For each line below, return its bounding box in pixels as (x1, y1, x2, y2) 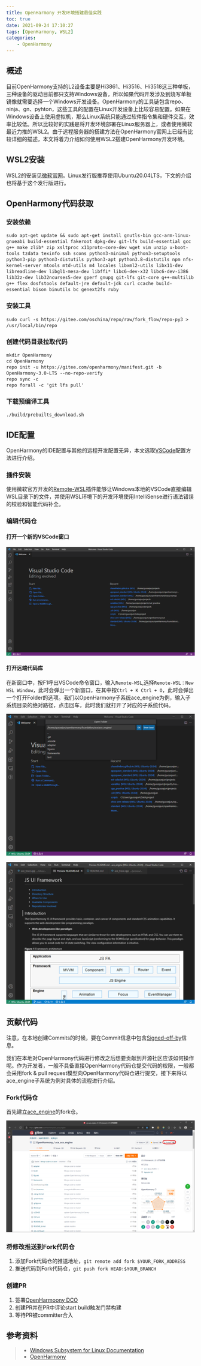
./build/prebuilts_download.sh (6, 412, 84, 418)
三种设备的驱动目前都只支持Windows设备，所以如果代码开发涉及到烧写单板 (6, 90, 192, 97)
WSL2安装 (6, 155, 45, 165)
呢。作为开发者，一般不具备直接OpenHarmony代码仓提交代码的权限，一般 (6, 1062, 190, 1069)
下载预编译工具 (6, 397, 50, 405)
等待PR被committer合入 (14, 1311, 74, 1319)
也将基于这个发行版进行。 (6, 179, 69, 186)
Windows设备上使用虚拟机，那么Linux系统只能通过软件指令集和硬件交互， (6, 113, 190, 120)
